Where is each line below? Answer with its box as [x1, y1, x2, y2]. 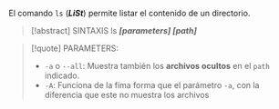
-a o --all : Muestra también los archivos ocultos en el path [44, 61, 270, 71]
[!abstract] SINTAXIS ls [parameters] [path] [30, 25, 198, 35]
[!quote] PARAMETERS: [30, 43, 119, 54]
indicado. [44, 70, 80, 81]
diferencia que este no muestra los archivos [44, 90, 210, 100]
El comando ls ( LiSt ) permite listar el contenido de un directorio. [8, 8, 251, 18]
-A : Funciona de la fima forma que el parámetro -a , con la [44, 80, 260, 90]
